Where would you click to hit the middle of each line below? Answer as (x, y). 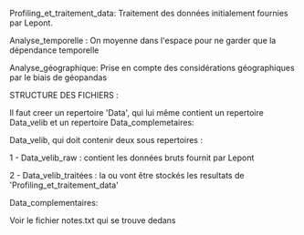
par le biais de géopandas (58, 77)
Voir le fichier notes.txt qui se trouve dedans (93, 220)
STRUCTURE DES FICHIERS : (64, 95)
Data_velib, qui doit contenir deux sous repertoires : (106, 140)
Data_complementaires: (54, 203)
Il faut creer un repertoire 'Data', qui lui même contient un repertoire (137, 112)
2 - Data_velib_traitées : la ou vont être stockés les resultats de (127, 175)
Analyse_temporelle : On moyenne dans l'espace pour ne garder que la (143, 41)
